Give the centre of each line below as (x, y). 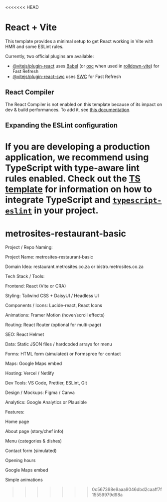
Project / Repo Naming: (29, 247)
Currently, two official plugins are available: (50, 56)
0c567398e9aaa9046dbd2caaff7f (127, 489)
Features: (15, 412)
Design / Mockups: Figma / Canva (40, 392)
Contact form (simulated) (31, 451)
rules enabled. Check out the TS (73, 179)
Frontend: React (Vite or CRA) (36, 286)
